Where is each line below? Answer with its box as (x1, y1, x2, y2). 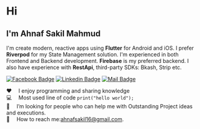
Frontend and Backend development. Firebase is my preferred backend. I (6, 58, 189, 64)
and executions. (6, 109, 47, 116)
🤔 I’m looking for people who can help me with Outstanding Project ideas (6, 103, 193, 110)
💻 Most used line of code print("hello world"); (6, 94, 134, 101)
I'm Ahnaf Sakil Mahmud (6, 28, 101, 39)
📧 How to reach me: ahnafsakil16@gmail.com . (6, 116, 124, 122)
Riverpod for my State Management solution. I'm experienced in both (6, 51, 179, 58)
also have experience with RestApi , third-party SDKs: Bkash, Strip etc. (6, 64, 182, 71)
